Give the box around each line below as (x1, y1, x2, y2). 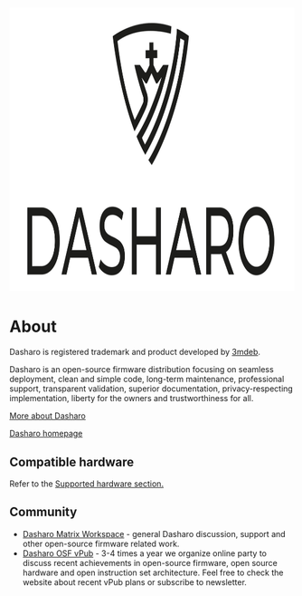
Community (9, 505, 78, 520)
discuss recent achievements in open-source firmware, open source (22, 557, 278, 568)
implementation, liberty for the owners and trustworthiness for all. (9, 393, 254, 404)
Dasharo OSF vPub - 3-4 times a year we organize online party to (22, 547, 267, 559)
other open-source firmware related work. (22, 538, 180, 549)
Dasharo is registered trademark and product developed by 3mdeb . (9, 347, 260, 358)
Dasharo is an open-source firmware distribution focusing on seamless (9, 364, 274, 375)
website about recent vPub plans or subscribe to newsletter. (22, 576, 247, 587)
